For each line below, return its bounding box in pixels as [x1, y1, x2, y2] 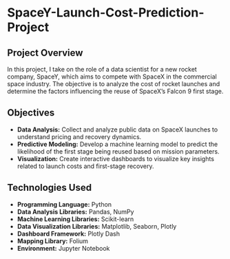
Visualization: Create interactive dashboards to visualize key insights [17, 154, 215, 163]
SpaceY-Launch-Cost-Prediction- [7, 5, 205, 21]
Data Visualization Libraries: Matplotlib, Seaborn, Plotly [17, 222, 177, 230]
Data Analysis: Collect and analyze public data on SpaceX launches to [17, 125, 218, 134]
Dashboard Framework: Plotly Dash [17, 229, 121, 238]
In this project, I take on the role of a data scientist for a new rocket [7, 65, 198, 73]
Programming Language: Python [17, 200, 112, 208]
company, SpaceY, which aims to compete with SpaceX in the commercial [7, 72, 217, 81]
